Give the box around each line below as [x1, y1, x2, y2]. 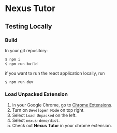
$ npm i [5, 57, 21, 62]
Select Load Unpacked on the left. [12, 112, 77, 118]
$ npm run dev [5, 79, 34, 85]
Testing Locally [5, 22, 52, 30]
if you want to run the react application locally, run [5, 70, 105, 76]
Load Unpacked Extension [5, 91, 68, 98]
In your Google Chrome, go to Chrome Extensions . [12, 102, 113, 108]
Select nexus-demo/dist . [12, 117, 60, 123]
